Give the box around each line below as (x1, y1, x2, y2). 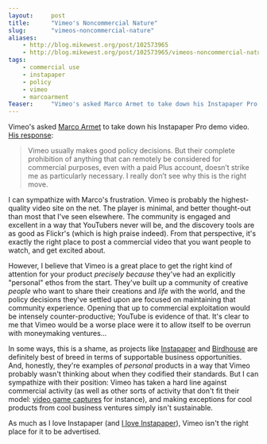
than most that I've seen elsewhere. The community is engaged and (8, 212, 230, 222)
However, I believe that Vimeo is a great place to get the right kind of (8, 261, 233, 271)
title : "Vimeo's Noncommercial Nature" (8, 19, 158, 27)
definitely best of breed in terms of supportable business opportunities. (8, 353, 242, 362)
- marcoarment (22, 93, 69, 101)
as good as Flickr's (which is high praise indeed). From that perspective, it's (8, 229, 257, 238)
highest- (221, 195, 249, 205)
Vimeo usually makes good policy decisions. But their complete (27, 146, 236, 156)
